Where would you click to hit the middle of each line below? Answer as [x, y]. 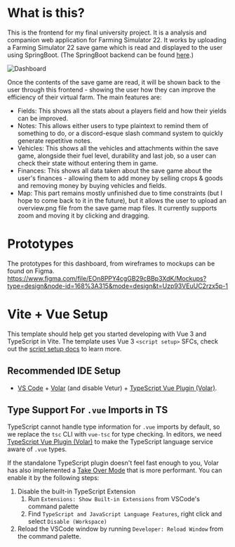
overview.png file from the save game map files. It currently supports [117, 208]
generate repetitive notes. [55, 140]
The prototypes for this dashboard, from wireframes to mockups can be [111, 263]
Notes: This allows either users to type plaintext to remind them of [113, 125]
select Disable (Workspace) [67, 522]
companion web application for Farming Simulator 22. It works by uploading [117, 39]
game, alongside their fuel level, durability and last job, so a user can [116, 156]
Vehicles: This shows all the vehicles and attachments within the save [118, 148]
